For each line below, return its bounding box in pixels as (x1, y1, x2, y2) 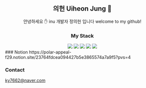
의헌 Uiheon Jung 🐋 (53, 4, 112, 13)
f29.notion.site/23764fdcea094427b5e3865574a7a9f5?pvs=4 (5, 54, 131, 60)
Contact (5, 67, 25, 73)
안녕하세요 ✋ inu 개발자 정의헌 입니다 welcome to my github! (23, 18, 142, 24)
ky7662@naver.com (5, 77, 46, 84)
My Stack (71, 32, 94, 39)
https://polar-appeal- (29, 49, 72, 55)
